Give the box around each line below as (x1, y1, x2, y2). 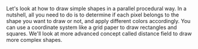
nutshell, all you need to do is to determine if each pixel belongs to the (6, 11, 179, 18)
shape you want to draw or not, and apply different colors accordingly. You (6, 18, 191, 24)
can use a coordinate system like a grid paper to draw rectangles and (6, 24, 178, 31)
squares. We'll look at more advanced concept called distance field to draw (6, 30, 192, 37)
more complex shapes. (6, 37, 63, 43)
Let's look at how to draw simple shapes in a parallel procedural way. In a (6, 5, 187, 12)
